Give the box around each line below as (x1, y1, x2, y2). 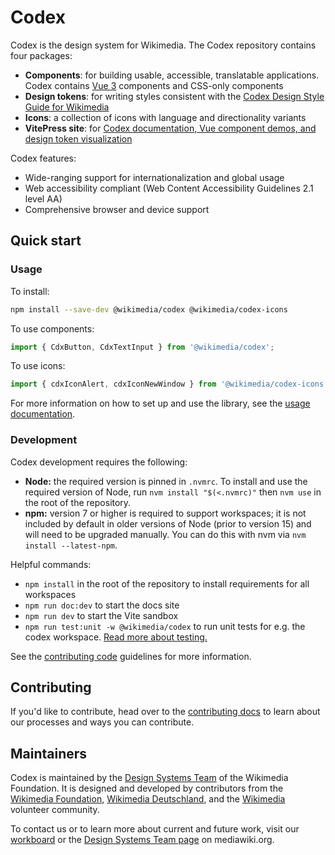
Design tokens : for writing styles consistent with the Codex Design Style (24, 90, 325, 102)
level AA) (24, 192, 63, 205)
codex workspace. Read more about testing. (24, 631, 208, 643)
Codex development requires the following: (10, 456, 188, 468)
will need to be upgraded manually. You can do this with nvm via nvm (24, 528, 307, 540)
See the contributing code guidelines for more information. (10, 650, 252, 662)
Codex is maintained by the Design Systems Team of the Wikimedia (10, 772, 289, 784)
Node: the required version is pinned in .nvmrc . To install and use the (24, 475, 308, 487)
